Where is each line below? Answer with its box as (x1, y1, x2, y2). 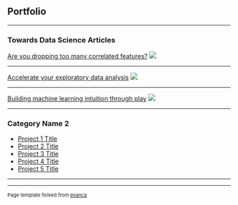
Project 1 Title (17, 134, 58, 143)
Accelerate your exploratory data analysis (7, 74, 130, 82)
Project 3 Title (17, 150, 59, 158)
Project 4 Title (17, 157, 59, 165)
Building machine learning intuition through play (7, 95, 147, 103)
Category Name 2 (7, 119, 69, 129)
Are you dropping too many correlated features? (7, 52, 148, 61)
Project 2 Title (17, 142, 59, 151)
